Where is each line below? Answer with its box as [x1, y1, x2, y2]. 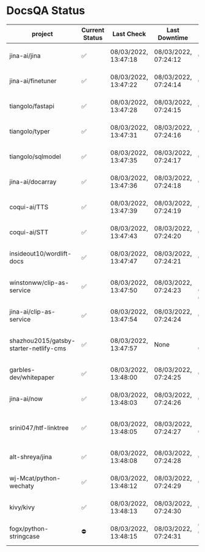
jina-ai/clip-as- [9, 307, 56, 315]
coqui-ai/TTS [9, 202, 49, 211]
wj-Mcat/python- [9, 474, 61, 482]
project [31, 29, 53, 38]
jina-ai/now [9, 394, 43, 403]
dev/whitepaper [9, 373, 55, 381]
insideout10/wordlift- [9, 249, 72, 257]
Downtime [157, 33, 189, 42]
